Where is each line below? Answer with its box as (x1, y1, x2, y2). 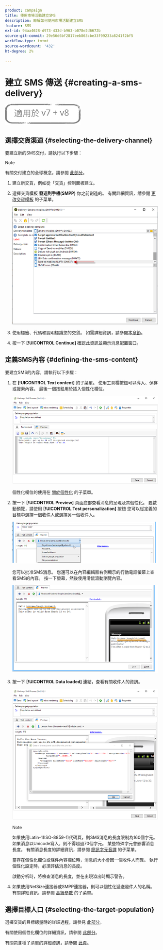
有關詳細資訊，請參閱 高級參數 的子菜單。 (12, 890, 96, 896)
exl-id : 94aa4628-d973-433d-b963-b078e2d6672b (5, 28, 101, 34)
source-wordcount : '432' (5, 44, 55, 49)
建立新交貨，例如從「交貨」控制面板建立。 (12, 180, 98, 186)
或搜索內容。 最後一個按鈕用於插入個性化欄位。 (12, 386, 107, 391)
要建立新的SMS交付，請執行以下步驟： (5, 150, 82, 156)
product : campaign (5, 8, 42, 13)
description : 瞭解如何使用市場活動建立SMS (5, 18, 83, 23)
